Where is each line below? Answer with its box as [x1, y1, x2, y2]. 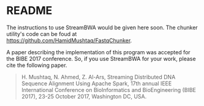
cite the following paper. [6, 62, 67, 69]
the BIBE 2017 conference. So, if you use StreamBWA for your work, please [6, 55, 196, 62]
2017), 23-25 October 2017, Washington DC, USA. [21, 93, 147, 100]
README [6, 4, 53, 18]
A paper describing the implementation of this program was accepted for [6, 48, 191, 55]
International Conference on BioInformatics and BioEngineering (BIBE [21, 86, 196, 93]
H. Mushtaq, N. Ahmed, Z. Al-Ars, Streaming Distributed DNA [21, 73, 176, 80]
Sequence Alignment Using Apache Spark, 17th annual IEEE [21, 80, 172, 87]
